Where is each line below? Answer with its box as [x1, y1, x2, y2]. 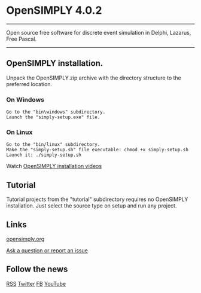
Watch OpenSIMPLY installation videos [6, 163, 102, 170]
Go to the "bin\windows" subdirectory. [6, 109, 106, 115]
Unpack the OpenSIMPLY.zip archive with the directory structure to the [6, 74, 181, 81]
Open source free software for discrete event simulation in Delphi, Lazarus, [6, 29, 191, 36]
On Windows [6, 95, 45, 103]
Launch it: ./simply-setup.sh [6, 152, 82, 158]
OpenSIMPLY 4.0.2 [6, 4, 102, 17]
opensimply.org [6, 235, 45, 242]
